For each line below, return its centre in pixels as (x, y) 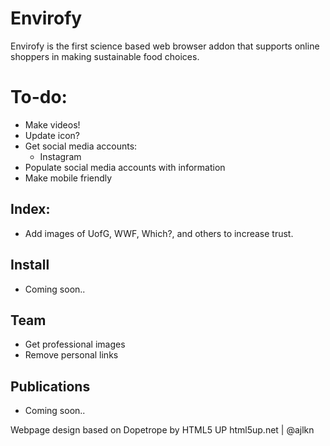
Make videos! (52, 124)
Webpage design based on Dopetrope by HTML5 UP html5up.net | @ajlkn (162, 430)
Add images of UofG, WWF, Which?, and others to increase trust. (159, 233)
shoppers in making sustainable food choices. (105, 56)
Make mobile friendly (68, 178)
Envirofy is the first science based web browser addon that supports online (165, 46)
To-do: (39, 97)
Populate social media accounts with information (125, 167)
